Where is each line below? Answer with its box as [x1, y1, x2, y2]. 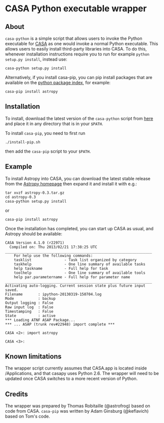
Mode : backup [5, 296, 56, 301]
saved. [5, 288, 19, 292]
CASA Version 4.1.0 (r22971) [5, 240, 65, 245]
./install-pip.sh [5, 139, 41, 145]
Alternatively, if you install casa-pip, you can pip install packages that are [5, 75, 153, 80]
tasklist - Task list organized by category [14, 257, 137, 263]
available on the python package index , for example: [5, 79, 111, 85]
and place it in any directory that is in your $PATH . [5, 121, 103, 127]
